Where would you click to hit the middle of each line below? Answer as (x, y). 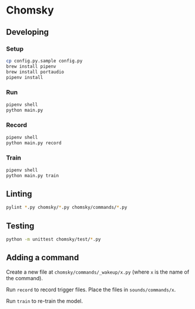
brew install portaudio (35, 72)
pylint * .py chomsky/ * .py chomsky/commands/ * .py (67, 207)
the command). (24, 278)
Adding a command (43, 257)
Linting (19, 194)
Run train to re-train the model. (45, 301)
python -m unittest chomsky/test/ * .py (53, 240)
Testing (20, 226)
